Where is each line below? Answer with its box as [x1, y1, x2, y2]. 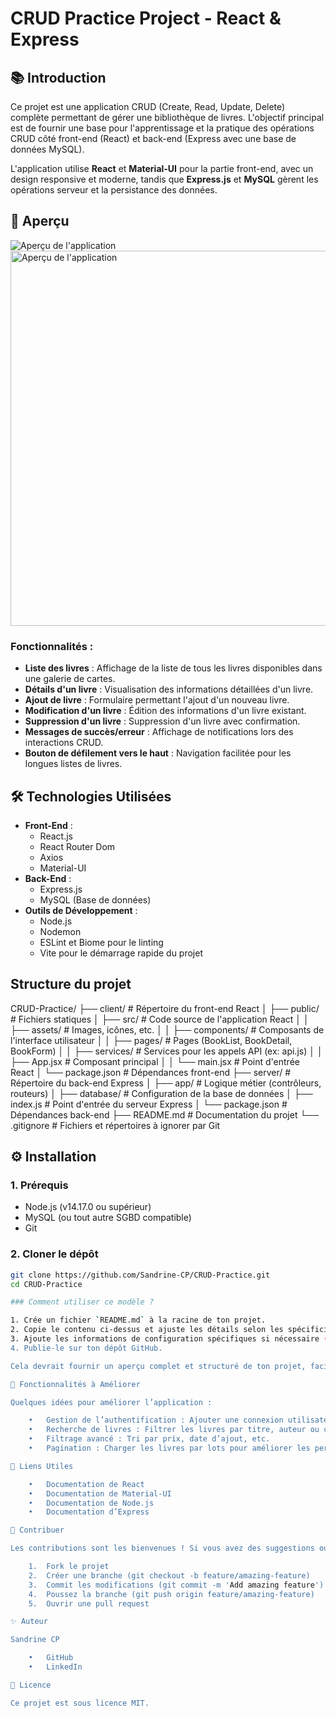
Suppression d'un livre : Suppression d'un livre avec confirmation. [24, 715, 301, 727]
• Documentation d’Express [28, 1507, 150, 1517]
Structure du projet [10, 976, 132, 993]
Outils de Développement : [24, 904, 138, 916]
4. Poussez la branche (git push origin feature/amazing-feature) [28, 1589, 315, 1599]
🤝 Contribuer [10, 1525, 65, 1536]
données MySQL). [10, 143, 85, 155]
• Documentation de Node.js [28, 1498, 155, 1508]
